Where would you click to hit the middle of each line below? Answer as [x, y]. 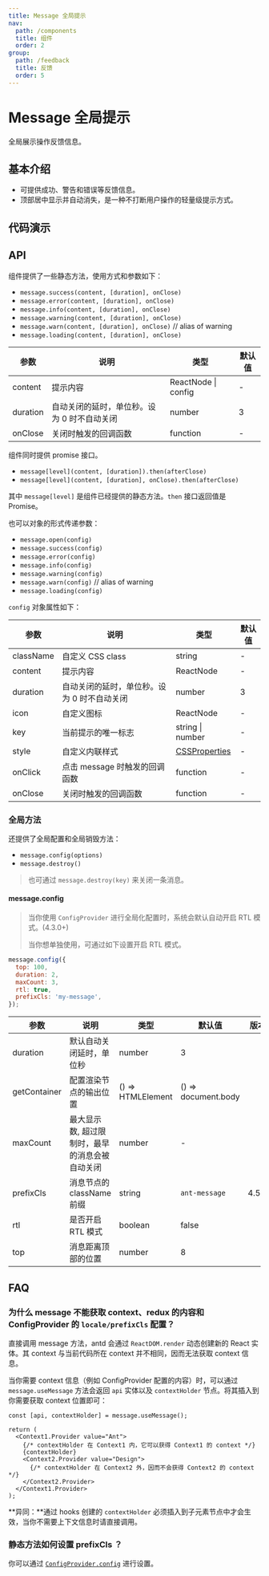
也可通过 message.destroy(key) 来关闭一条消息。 [108, 879]
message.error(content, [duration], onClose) [97, 301]
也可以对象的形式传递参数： [54, 523]
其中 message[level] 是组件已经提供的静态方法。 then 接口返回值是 [117, 496]
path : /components [46, 30]
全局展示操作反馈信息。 [47, 141]
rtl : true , [34, 989]
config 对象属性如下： [45, 607]
